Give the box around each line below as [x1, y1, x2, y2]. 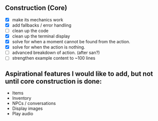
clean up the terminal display [12, 34, 70, 39]
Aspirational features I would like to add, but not [5, 69, 153, 78]
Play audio [12, 111, 34, 117]
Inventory [12, 95, 32, 101]
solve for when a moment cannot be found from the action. [12, 39, 130, 45]
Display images [12, 105, 43, 111]
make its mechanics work [12, 17, 63, 22]
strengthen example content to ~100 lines [12, 55, 96, 61]
